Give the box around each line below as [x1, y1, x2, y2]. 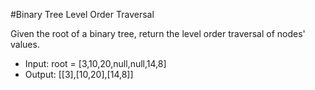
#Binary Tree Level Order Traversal [10, 9, 155, 20]
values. [10, 39, 40, 50]
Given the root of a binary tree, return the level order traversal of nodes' [10, 28, 306, 39]
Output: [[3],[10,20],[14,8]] [24, 69, 134, 80]
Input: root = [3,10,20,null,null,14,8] [24, 58, 167, 69]
